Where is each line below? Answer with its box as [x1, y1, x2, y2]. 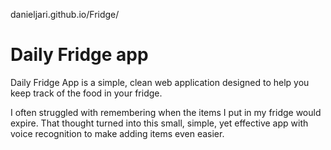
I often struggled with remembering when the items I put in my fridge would [10, 106, 322, 118]
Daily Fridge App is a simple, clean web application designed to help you [10, 76, 310, 88]
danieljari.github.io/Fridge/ [10, 9, 120, 20]
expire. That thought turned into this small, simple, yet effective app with [10, 117, 309, 129]
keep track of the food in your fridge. [10, 87, 163, 99]
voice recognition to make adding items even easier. [10, 127, 225, 139]
